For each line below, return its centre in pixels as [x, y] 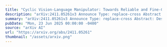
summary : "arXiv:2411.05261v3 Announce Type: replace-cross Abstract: [80, 19]
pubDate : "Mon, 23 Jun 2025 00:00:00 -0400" [52, 23]
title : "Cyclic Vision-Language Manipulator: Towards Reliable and [77, 10]
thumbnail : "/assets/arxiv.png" [39, 37]
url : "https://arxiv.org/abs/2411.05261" [49, 32]
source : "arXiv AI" [25, 28]
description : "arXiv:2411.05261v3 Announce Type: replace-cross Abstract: [84, 14]
